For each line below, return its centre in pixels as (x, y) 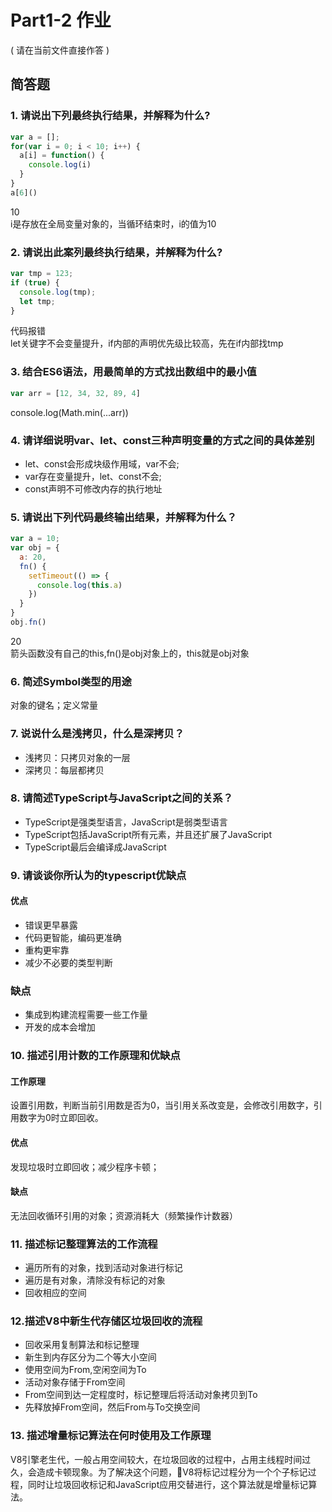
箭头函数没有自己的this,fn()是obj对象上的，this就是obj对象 (130, 653)
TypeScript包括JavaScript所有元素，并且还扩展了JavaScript (148, 834)
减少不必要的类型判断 (68, 962)
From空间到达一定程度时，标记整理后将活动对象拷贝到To (141, 1395)
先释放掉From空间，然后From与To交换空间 (112, 1407)
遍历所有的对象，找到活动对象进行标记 (103, 1268)
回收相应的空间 (55, 1293)
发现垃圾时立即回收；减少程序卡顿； (85, 1167)
